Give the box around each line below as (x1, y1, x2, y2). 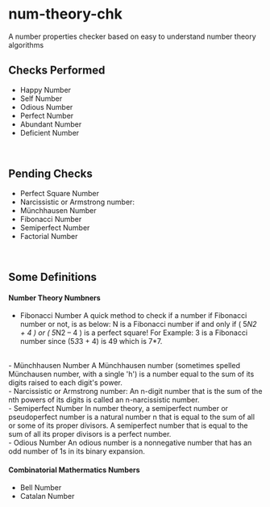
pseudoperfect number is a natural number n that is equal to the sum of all (8, 413, 255, 422)
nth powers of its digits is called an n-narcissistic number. (8, 395, 200, 404)
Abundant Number (19, 119, 82, 129)
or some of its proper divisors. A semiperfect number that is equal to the (8, 421, 248, 430)
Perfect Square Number (19, 188, 99, 198)
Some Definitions (8, 270, 98, 283)
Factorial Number (19, 231, 78, 241)
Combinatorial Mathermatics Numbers (8, 465, 140, 475)
